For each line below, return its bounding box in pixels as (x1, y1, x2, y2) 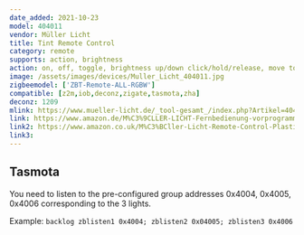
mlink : (9, 106, 34, 115)
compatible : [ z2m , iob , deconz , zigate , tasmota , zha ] (9, 89, 201, 98)
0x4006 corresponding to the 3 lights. (9, 198, 152, 209)
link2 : (9, 123, 34, 132)
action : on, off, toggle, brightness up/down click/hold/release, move (9, 64, 285, 73)
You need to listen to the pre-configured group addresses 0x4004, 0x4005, (9, 188, 291, 199)
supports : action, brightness (9, 55, 124, 64)
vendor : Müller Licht (9, 30, 91, 39)
